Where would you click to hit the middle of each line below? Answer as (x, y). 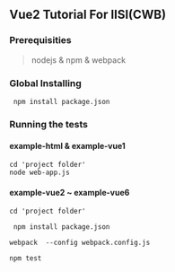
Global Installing (46, 83)
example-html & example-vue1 (67, 145)
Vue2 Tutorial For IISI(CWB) (88, 15)
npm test (26, 259)
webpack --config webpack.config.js (80, 243)
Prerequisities (40, 40)
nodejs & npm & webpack (79, 60)
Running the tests (48, 124)
